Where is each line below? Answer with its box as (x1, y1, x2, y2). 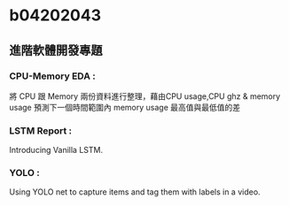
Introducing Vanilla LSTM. (9, 145, 104, 156)
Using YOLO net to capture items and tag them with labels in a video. (9, 187, 261, 197)
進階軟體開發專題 (9, 42, 103, 57)
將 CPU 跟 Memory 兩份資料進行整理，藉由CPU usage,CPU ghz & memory (9, 90, 281, 102)
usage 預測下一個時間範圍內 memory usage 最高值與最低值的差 (9, 102, 241, 112)
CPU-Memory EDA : (9, 70, 96, 82)
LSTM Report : (9, 125, 73, 137)
